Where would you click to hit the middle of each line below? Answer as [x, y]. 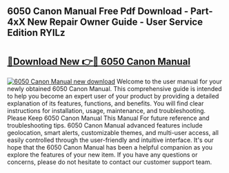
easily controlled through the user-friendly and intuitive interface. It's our [110, 140]
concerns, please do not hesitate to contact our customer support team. [110, 162]
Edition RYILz [36, 33]
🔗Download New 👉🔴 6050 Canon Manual [99, 61]
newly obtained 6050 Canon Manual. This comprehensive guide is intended [114, 89]
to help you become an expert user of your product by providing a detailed [113, 96]
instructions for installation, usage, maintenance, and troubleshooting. [106, 111]
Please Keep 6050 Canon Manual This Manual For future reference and [108, 118]
